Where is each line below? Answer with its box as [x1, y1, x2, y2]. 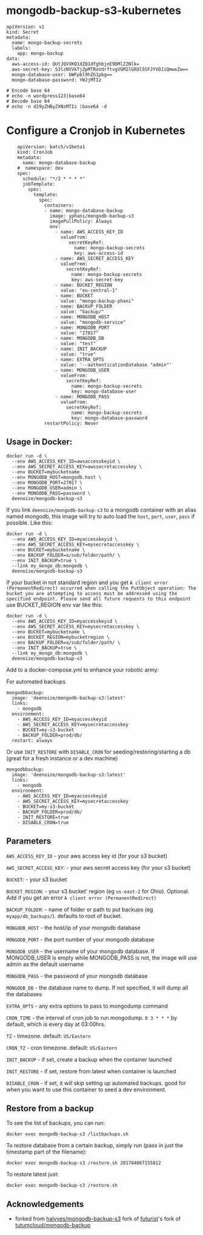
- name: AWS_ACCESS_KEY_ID [55, 229, 123, 235]
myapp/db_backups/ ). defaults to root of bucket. [6, 912, 122, 920]
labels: [12, 45, 32, 51]
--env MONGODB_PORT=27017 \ [12, 480, 83, 486]
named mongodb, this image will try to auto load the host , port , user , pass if [6, 512, 195, 520]
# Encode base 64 [6, 88, 50, 94]
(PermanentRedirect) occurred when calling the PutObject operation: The [6, 585, 197, 591]
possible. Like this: [6, 519, 53, 526]
